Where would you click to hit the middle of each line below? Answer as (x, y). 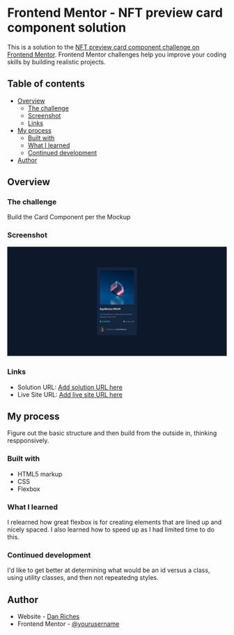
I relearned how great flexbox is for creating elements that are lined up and (114, 522)
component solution (67, 28)
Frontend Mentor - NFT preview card (115, 13)
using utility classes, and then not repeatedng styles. (83, 578)
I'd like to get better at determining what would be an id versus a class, (109, 570)
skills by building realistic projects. (56, 61)
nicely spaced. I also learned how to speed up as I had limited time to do (111, 530)
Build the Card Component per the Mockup (69, 217)
